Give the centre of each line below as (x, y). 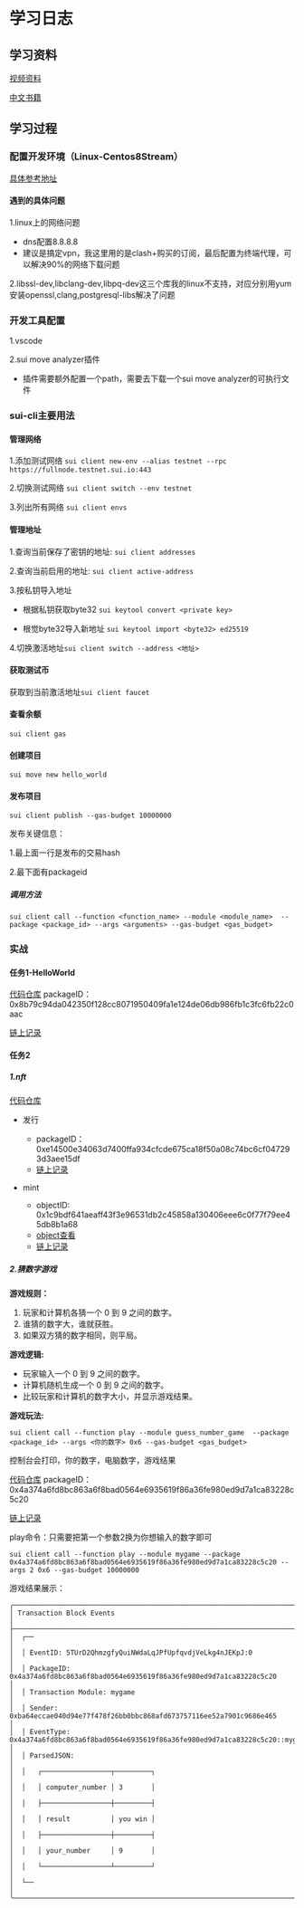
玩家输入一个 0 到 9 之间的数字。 (84, 1373)
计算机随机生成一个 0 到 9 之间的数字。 (95, 1385)
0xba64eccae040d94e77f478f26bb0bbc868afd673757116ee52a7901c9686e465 (143, 1716)
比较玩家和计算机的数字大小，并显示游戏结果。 (109, 1396)
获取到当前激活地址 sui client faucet (80, 692)
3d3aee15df (58, 1159)
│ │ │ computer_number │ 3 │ (82, 1787)
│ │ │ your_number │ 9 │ (82, 1851)
